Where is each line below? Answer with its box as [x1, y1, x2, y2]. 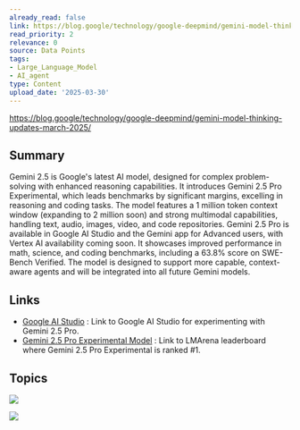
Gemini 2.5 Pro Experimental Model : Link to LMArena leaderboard [21, 335, 266, 346]
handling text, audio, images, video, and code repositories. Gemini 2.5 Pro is [9, 219, 290, 230]
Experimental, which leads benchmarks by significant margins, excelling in [9, 190, 284, 201]
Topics [9, 370, 48, 385]
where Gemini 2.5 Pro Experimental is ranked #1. [21, 345, 201, 356]
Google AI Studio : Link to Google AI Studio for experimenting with [21, 316, 265, 327]
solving [9, 181, 37, 192]
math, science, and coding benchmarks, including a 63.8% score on [9, 248, 261, 258]
